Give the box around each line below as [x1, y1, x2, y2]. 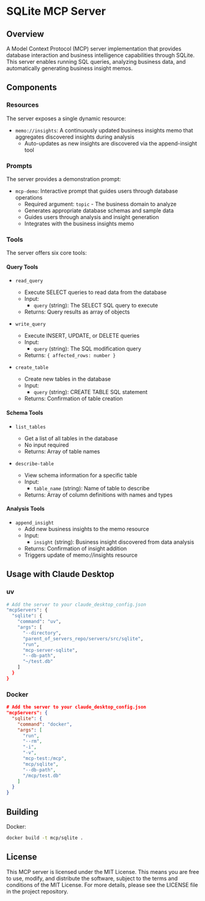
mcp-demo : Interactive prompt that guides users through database [15, 187, 179, 195]
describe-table [15, 460, 54, 467]
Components [6, 82, 57, 93]
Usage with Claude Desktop [6, 569, 114, 579]
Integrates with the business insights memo [24, 220, 135, 227]
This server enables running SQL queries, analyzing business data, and [6, 58, 186, 65]
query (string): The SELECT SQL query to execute [33, 302, 158, 309]
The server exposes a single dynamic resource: [6, 115, 127, 122]
